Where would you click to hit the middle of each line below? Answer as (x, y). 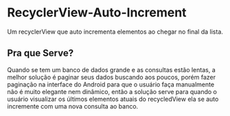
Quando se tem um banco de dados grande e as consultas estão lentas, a (112, 69)
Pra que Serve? (41, 53)
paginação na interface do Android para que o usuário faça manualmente (111, 84)
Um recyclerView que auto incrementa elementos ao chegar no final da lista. (115, 32)
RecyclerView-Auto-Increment (97, 13)
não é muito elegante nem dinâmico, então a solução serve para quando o (112, 91)
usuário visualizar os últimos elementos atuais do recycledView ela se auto (113, 99)
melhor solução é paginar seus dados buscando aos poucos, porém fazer (112, 77)
